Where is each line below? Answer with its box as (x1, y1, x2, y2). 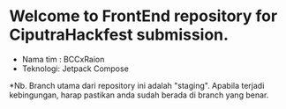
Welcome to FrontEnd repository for (9, 6, 278, 26)
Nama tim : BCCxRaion (21, 54, 105, 64)
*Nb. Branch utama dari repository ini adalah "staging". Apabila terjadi (9, 80, 265, 91)
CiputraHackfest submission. (9, 25, 230, 45)
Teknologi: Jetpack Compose (21, 63, 130, 74)
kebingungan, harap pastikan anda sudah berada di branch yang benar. (9, 90, 269, 100)
